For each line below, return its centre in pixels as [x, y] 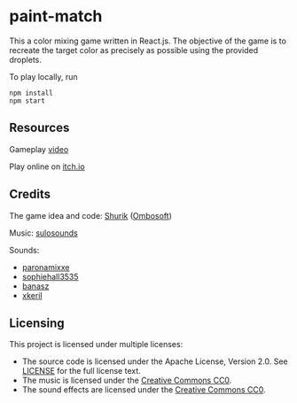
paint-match [56, 16]
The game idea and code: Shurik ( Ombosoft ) [91, 215]
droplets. [25, 59]
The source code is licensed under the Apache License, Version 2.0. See [155, 361]
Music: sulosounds [43, 233]
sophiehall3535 [50, 276]
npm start [27, 101]
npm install [31, 93]
